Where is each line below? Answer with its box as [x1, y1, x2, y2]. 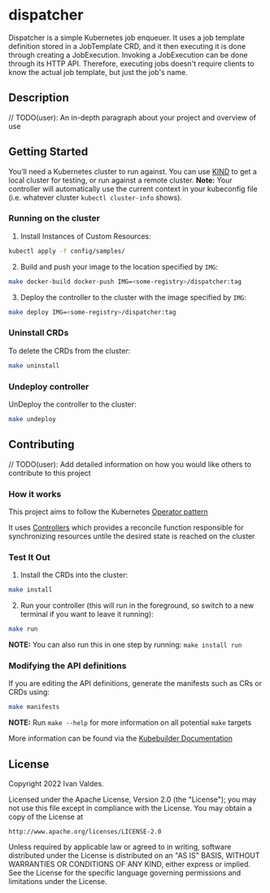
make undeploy [8, 415, 57, 423]
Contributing [8, 438, 75, 451]
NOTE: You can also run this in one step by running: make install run [8, 640, 242, 649]
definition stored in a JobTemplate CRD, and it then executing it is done [8, 41, 246, 51]
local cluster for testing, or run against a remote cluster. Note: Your [8, 175, 233, 185]
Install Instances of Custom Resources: [20, 231, 152, 241]
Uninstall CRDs [8, 328, 69, 339]
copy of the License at [8, 812, 84, 821]
